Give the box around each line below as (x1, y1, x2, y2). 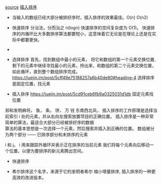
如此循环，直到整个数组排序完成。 (12, 69, 80, 74)
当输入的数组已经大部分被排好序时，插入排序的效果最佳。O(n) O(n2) (12, 15, 148, 20)
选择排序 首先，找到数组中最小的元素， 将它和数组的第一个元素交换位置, (12, 57, 156, 62)
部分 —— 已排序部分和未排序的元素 (17, 132, 88, 137)
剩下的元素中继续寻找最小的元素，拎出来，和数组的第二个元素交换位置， (12, 62, 156, 68)
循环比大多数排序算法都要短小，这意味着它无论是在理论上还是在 (25, 31, 152, 36)
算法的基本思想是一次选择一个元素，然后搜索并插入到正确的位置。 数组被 (5, 125, 150, 131)
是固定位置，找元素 (12, 81, 51, 86)
